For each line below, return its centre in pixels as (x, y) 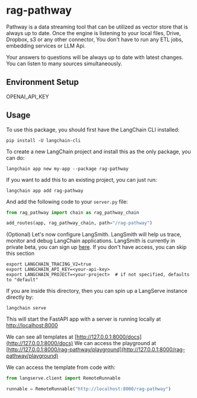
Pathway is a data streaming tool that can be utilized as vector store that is (97, 27)
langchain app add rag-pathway (45, 191)
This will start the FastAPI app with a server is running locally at (84, 319)
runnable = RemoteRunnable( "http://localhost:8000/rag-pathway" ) (88, 389)
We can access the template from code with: (61, 367)
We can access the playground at (115, 343)
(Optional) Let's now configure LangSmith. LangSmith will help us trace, (94, 235)
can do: (15, 157)
